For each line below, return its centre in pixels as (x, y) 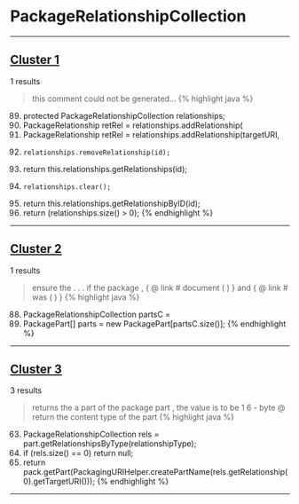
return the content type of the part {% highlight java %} (133, 417)
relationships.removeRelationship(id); (97, 153)
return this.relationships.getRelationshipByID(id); (111, 203)
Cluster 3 (36, 369)
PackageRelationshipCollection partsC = (97, 314)
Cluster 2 (36, 249)
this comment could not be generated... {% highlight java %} (142, 98)
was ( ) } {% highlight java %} (86, 297)
